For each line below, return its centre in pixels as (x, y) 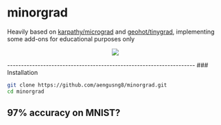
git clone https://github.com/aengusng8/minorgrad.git (87, 85)
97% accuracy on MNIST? (64, 113)
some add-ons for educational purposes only (71, 38)
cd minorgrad (26, 91)
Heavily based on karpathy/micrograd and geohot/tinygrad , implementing (111, 32)
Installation (23, 72)
